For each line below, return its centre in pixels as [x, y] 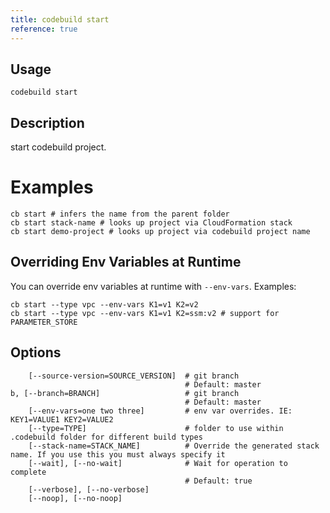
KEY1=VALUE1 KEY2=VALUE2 [62, 419]
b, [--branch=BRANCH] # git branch [125, 393]
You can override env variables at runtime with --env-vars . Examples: [153, 286]
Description [47, 122]
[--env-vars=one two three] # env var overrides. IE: [160, 411]
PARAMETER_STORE [44, 322]
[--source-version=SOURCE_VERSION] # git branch [134, 376]
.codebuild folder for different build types [106, 437]
